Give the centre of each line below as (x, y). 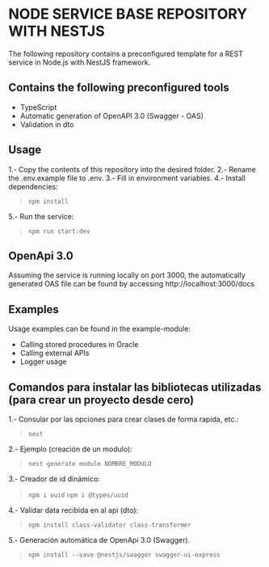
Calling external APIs (55, 353)
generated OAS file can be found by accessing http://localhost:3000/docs (132, 284)
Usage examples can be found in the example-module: (100, 329)
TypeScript (38, 107)
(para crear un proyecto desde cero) (101, 400)
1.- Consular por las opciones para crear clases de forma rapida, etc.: (124, 419)
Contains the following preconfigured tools (119, 88)
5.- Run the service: (41, 216)
